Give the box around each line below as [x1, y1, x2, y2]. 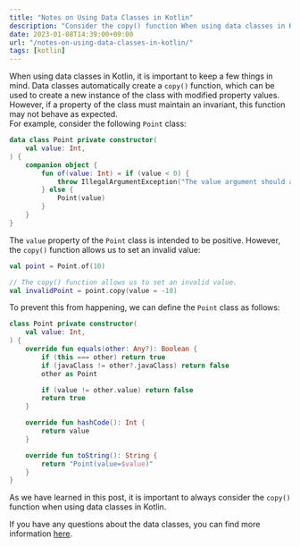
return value [41, 426, 90, 435]
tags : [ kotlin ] [9, 46, 66, 55]
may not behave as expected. [9, 109, 118, 120]
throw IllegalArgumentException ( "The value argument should [56, 177, 286, 186]
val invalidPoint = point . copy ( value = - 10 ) [9, 286, 178, 295]
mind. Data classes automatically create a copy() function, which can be [9, 80, 275, 91]
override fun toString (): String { [25, 450, 158, 460]
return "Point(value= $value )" [41, 459, 154, 468]
